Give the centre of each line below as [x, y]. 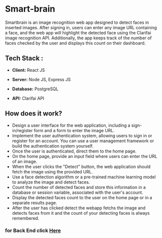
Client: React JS [28, 70]
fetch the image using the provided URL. [52, 171]
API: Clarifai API [28, 98]
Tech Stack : [24, 59]
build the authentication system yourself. [53, 146]
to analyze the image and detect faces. [51, 182]
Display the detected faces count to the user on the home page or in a [82, 197]
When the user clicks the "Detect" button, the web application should [81, 167]
